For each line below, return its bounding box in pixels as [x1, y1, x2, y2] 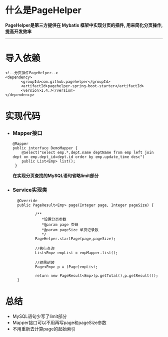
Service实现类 [12, 187, 47, 194]
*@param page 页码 [41, 222, 78, 227]
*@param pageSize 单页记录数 [41, 227, 99, 232]
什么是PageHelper [5, 5, 81, 16]
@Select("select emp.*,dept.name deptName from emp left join [21, 150, 154, 155]
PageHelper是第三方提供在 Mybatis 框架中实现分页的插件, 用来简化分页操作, [5, 22, 163, 28]
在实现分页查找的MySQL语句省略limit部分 [12, 173, 99, 179]
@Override [17, 198, 37, 203]
